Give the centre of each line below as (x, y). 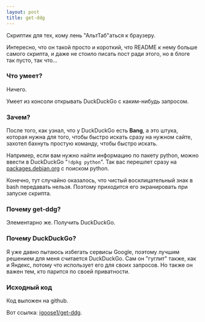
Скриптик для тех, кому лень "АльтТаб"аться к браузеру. (81, 35)
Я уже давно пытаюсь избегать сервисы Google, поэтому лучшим (93, 251)
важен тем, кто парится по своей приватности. (68, 271)
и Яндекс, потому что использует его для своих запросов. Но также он (99, 265)
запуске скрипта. (29, 193)
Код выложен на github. (37, 301)
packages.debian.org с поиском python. (58, 169)
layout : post (23, 12)
